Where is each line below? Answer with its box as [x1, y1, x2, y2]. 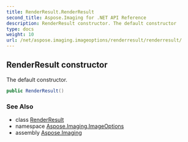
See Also [6, 102, 34, 110]
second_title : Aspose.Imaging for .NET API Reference [6, 15, 147, 21]
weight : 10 [6, 32, 34, 38]
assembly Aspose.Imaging [15, 129, 83, 136]
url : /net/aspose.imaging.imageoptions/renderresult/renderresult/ [6, 37, 182, 43]
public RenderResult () [6, 88, 64, 94]
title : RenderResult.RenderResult [6, 9, 95, 15]
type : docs [6, 26, 34, 32]
